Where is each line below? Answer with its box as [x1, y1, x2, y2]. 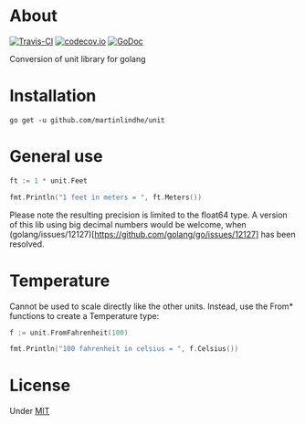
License [9, 376, 71, 396]
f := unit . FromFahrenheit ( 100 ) [9, 328, 129, 337]
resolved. [9, 239, 45, 250]
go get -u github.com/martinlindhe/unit [9, 115, 166, 124]
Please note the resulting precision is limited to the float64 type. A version [9, 209, 288, 220]
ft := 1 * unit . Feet [9, 175, 89, 186]
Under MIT [9, 406, 50, 417]
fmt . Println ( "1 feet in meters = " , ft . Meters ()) [9, 193, 203, 202]
